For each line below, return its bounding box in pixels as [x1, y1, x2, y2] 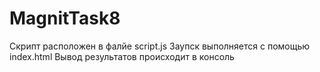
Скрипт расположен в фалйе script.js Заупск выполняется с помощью [9, 40, 311, 52]
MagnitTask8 [9, 7, 121, 30]
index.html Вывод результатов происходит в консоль [9, 50, 235, 62]
